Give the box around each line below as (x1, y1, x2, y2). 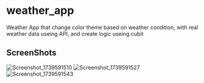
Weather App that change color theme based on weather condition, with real (6, 24, 199, 31)
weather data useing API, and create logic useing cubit (6, 30, 144, 37)
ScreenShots (6, 48, 57, 58)
